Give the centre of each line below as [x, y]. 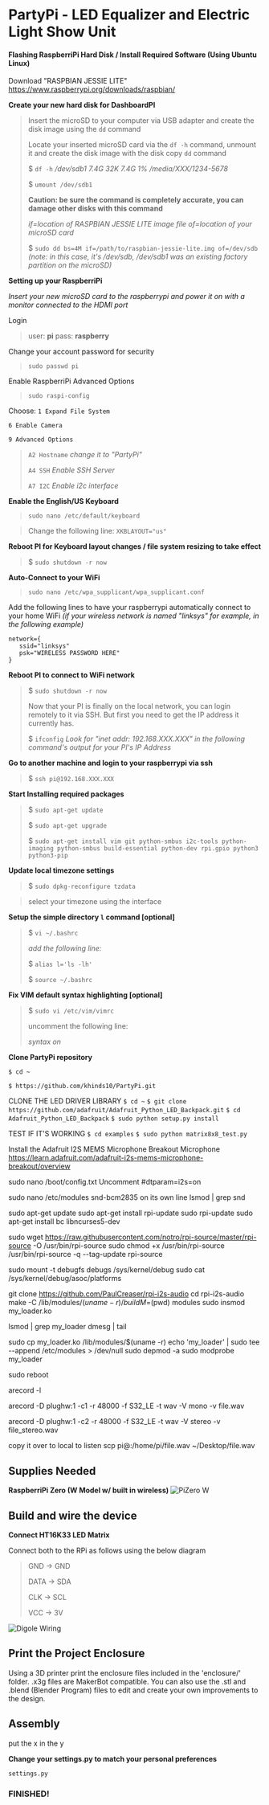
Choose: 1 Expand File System [59, 411]
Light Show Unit [62, 32]
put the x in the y [36, 1743]
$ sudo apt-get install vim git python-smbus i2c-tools [123, 841]
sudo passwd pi [53, 366]
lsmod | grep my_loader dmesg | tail [67, 1327]
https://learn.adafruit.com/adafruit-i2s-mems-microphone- [106, 1158]
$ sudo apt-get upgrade [67, 825]
